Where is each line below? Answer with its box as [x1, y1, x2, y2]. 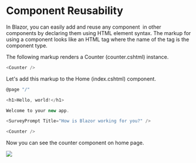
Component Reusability [6, 4, 123, 18]
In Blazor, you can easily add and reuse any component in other [6, 23, 161, 30]
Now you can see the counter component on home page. [6, 139, 144, 147]
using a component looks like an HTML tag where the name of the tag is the [6, 36, 190, 43]
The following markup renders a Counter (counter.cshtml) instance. [6, 53, 169, 60]
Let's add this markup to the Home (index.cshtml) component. [6, 75, 157, 82]
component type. [6, 42, 48, 49]
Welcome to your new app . [6, 107, 69, 113]
